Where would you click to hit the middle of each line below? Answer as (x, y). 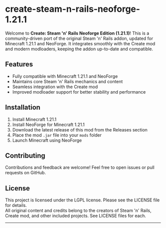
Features (19, 64)
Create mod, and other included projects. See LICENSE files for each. (76, 216)
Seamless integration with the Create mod (55, 87)
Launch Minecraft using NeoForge (47, 140)
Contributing (25, 155)
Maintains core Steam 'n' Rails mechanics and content (67, 81)
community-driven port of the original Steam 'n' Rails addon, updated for (79, 38)
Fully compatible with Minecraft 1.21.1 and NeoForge (65, 76)
